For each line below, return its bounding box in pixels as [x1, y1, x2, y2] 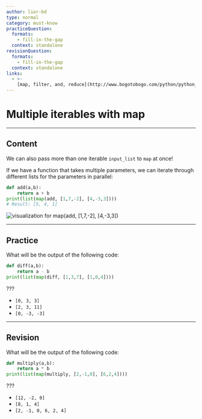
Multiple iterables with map [6, 108, 145, 121]
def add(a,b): [6, 184, 42, 190]
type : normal [6, 14, 39, 20]
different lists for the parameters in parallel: [6, 173, 113, 180]
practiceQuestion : [6, 25, 52, 32]
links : [6, 70, 23, 76]
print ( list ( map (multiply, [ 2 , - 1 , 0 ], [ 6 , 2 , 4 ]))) [6, 371, 128, 377]
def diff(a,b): [6, 263, 44, 269]
